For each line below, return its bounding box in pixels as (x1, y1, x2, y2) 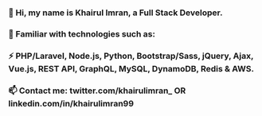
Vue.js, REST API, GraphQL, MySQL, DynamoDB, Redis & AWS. (8, 63, 255, 74)
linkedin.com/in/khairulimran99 (8, 98, 134, 109)
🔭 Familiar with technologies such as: (8, 28, 155, 39)
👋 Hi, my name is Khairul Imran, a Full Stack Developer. (8, 7, 223, 18)
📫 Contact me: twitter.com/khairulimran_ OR (8, 85, 186, 96)
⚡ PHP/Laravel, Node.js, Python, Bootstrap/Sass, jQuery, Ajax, (8, 50, 254, 61)
